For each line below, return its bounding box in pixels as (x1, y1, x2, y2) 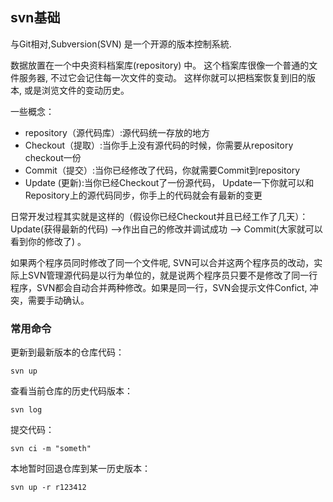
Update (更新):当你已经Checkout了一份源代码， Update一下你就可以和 (24, 176, 315, 188)
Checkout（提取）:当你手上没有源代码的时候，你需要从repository (24, 139, 294, 151)
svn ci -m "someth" (10, 444, 92, 454)
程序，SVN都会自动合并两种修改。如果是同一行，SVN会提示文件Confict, (10, 281, 308, 293)
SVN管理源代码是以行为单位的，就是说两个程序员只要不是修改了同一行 (27, 269, 318, 281)
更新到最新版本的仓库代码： (10, 346, 125, 358)
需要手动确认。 (27, 294, 90, 306)
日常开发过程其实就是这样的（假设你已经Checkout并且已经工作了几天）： (10, 210, 309, 222)
